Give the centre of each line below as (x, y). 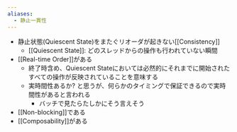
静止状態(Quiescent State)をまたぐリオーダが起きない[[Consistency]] (118, 41)
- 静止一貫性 (31, 20)
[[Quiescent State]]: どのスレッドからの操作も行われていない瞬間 (123, 50)
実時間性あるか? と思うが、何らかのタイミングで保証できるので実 (124, 85)
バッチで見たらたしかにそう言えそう (92, 103)
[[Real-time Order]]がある (55, 59)
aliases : (20, 14)
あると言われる (69, 94)
